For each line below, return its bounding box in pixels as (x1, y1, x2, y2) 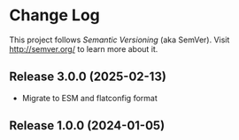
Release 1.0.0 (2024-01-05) (9, 118, 166, 133)
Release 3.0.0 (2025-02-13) (9, 70, 166, 85)
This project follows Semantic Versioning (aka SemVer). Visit (9, 34, 230, 45)
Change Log (9, 5, 100, 26)
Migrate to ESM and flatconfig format (21, 92, 158, 103)
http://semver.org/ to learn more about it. (9, 43, 158, 54)
